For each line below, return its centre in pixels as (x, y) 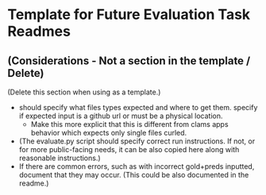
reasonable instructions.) (60, 158)
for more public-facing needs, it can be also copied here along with (129, 149)
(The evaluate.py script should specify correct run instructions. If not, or (137, 141)
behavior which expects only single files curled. (109, 133)
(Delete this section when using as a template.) (84, 92)
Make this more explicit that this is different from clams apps (129, 124)
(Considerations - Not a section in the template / (129, 61)
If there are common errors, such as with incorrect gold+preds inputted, (137, 166)
